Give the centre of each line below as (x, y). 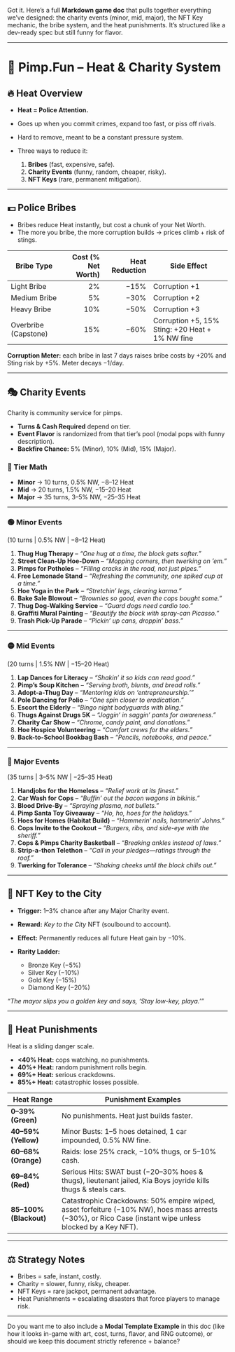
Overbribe (27, 325)
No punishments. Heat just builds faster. (128, 1116)
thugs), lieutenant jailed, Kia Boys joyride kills (136, 1181)
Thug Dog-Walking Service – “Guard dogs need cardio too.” (105, 606)
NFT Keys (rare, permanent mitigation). (84, 179)
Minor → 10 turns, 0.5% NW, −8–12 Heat (76, 482)
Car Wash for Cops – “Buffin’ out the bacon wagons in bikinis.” (108, 798)
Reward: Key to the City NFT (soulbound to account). (94, 924)
